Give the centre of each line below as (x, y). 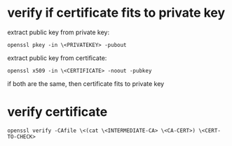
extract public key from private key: (59, 32)
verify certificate (57, 112)
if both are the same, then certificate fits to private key (86, 83)
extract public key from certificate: (57, 58)
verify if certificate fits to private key (116, 13)
